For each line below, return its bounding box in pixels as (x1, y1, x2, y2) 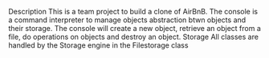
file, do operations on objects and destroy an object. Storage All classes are (8, 32, 259, 41)
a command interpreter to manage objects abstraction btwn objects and (8, 15, 247, 25)
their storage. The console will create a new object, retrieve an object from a (8, 24, 261, 33)
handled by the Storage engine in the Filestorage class (8, 41, 189, 50)
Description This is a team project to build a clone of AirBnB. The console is (8, 7, 259, 16)
